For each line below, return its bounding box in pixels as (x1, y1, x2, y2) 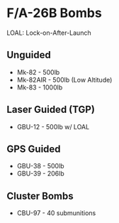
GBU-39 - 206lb (16, 169, 64, 178)
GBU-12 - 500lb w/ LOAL (16, 122, 90, 131)
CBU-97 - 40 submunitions (16, 209, 96, 217)
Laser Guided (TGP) (6, 104, 95, 116)
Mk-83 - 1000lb (16, 83, 63, 92)
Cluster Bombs (6, 190, 74, 202)
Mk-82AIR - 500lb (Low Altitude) (16, 75, 113, 84)
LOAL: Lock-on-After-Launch (6, 28, 91, 37)
